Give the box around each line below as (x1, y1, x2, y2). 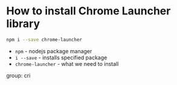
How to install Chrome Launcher (6, 4, 171, 18)
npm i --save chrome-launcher (6, 37, 83, 42)
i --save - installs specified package (14, 54, 108, 61)
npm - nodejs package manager (14, 47, 92, 54)
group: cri (6, 72, 31, 79)
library (6, 17, 40, 31)
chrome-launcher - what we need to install (14, 60, 119, 67)
